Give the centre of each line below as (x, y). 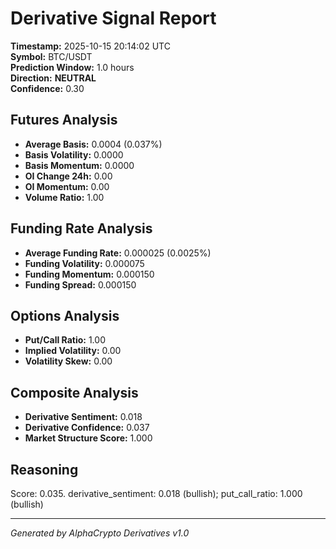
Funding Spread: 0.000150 (80, 284)
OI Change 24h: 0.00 (68, 176)
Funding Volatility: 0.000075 (84, 263)
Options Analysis (65, 315)
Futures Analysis (64, 120)
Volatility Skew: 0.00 (68, 361)
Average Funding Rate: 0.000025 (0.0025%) (118, 253)
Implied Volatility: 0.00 (73, 351)
